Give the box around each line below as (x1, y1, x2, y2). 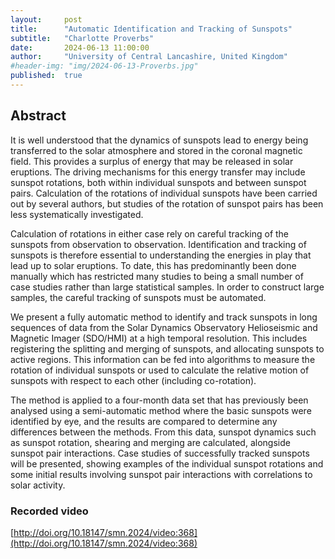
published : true (10, 71, 83, 81)
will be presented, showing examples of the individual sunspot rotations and (10, 457, 324, 470)
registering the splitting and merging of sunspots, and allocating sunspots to (10, 342, 325, 355)
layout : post (10, 14, 83, 25)
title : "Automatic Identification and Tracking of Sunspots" (10, 24, 293, 34)
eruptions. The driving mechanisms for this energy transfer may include (10, 166, 306, 178)
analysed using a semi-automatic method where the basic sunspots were (10, 404, 312, 416)
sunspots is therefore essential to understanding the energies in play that (10, 249, 312, 261)
